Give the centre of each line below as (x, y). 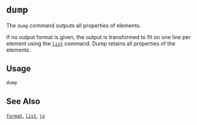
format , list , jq (26, 116)
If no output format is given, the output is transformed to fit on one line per (98, 37)
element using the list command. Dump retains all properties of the (91, 43)
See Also (23, 101)
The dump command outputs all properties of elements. (74, 25)
